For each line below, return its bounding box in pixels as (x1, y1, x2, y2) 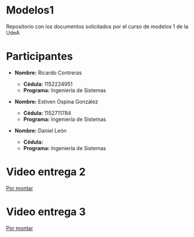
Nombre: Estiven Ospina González (14, 98, 98, 105)
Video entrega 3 (6, 205, 86, 218)
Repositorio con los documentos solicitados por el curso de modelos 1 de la (6, 23, 189, 30)
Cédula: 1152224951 (23, 80, 73, 87)
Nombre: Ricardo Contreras (14, 69, 82, 76)
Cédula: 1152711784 (23, 109, 72, 116)
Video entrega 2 (6, 165, 86, 179)
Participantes (6, 50, 73, 63)
